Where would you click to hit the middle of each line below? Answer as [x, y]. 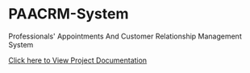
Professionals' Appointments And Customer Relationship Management [125, 36]
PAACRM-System [69, 14]
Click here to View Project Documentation [78, 60]
